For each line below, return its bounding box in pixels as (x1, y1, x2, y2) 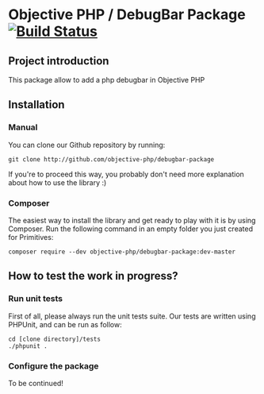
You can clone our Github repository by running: (8, 140, 166, 149)
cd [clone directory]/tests (8, 335, 101, 343)
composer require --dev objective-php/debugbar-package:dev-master (8, 248, 236, 256)
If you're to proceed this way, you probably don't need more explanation (8, 169, 244, 179)
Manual (8, 122, 38, 133)
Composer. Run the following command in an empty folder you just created (8, 224, 254, 234)
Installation (8, 98, 65, 112)
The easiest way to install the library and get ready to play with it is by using (8, 215, 256, 225)
